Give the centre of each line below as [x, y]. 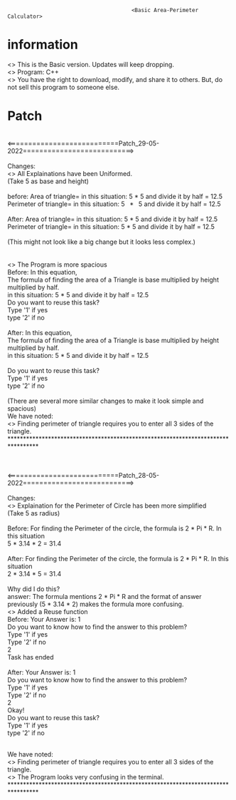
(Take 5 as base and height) [48, 181]
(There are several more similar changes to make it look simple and [106, 401]
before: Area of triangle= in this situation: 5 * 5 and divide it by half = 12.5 [115, 196]
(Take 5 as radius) [34, 513]
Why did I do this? [34, 589]
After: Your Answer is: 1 [42, 672]
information [43, 45]
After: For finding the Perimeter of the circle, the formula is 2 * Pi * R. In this [118, 558]
